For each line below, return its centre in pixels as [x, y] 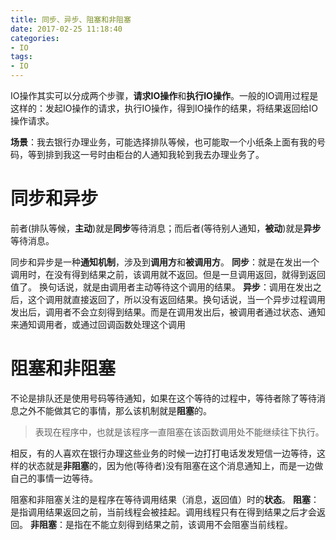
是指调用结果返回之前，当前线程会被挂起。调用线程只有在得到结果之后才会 [163, 512]
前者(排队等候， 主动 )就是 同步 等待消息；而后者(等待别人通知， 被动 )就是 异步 [166, 228]
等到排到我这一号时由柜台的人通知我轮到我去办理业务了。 [146, 154]
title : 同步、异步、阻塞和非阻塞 [71, 19]
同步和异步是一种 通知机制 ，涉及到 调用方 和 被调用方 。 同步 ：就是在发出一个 [165, 262]
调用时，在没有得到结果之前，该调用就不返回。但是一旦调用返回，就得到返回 [168, 274]
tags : [21, 57]
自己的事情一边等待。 [54, 478]
